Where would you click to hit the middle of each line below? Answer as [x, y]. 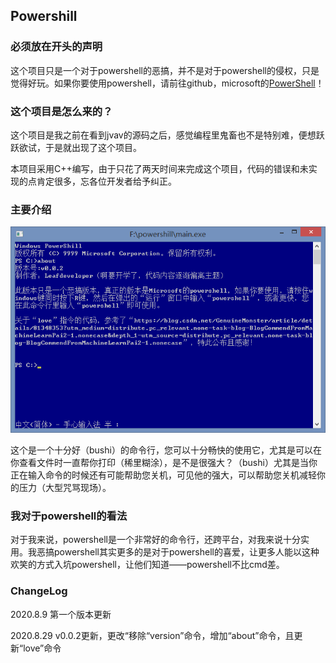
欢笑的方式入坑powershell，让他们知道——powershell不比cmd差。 [147, 565]
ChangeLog [39, 591]
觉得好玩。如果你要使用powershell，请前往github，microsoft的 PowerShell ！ [167, 83]
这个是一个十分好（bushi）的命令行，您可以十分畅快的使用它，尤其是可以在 [166, 450]
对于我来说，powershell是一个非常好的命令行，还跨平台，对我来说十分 [155, 540]
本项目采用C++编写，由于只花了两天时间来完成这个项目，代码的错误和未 [159, 168]
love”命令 [42, 648]
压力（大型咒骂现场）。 [65, 488]
